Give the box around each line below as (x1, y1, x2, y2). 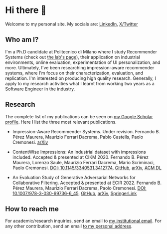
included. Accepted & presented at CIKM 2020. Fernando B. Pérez (12, 154, 149, 160)
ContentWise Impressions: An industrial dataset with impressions (12, 149, 146, 155)
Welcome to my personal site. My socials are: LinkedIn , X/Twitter (5, 21, 138, 27)
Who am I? (5, 35, 39, 44)
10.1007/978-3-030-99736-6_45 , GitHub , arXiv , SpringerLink (12, 190, 137, 196)
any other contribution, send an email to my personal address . (5, 223, 133, 229)
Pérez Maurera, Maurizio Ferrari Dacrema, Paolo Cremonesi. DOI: (12, 185, 147, 191)
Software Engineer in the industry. (5, 86, 75, 92)
